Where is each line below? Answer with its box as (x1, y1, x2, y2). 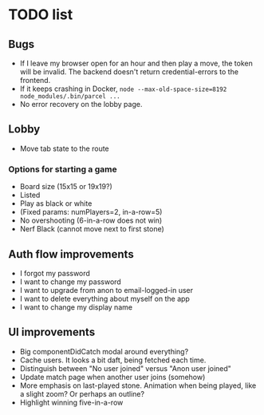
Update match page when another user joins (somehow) (19, 372, 206, 381)
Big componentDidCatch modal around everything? (19, 346, 189, 356)
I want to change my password (19, 277, 121, 287)
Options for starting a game (8, 164, 117, 175)
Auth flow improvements (8, 247, 134, 261)
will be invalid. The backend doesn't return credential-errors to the (19, 67, 239, 77)
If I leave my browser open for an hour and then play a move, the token (19, 58, 253, 68)
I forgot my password (19, 268, 90, 278)
